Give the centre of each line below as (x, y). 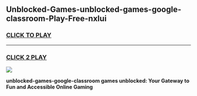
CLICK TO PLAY (29, 35)
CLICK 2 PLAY (26, 57)
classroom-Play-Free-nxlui (56, 19)
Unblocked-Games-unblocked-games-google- (94, 10)
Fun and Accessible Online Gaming (50, 87)
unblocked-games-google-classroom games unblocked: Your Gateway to (98, 80)
